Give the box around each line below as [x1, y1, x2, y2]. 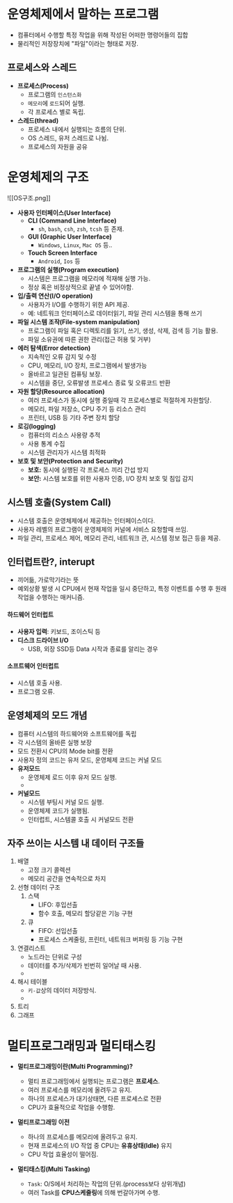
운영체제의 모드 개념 [7, 710, 88, 722]
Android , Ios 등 [38, 257, 81, 265]
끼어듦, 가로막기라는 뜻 [17, 575, 79, 584]
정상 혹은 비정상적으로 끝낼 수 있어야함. [27, 282, 134, 291]
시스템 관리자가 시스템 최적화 [27, 448, 106, 456]
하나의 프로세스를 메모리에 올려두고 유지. [27, 1133, 138, 1141]
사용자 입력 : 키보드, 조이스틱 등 [17, 627, 101, 635]
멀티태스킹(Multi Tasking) [17, 1165, 90, 1173]
